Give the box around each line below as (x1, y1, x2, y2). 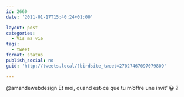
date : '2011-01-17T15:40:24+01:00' (6, 14, 93, 20)
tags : (6, 41, 19, 47)
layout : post (6, 25, 38, 31)
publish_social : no (6, 57, 54, 63)
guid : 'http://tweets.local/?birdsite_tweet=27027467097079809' (6, 63, 167, 69)
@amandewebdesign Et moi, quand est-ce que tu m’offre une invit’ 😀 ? (6, 84, 179, 91)
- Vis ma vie (11, 36, 44, 42)
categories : (6, 30, 35, 36)
